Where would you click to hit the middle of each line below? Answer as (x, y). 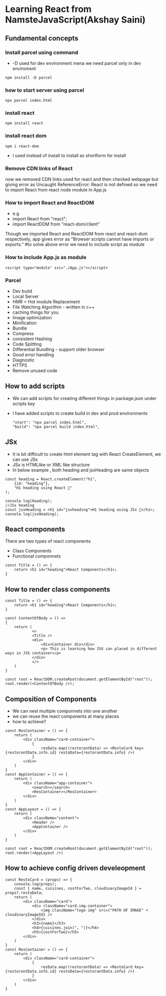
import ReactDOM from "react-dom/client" (56, 224)
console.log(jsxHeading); (32, 514)
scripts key (24, 403)
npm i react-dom (22, 146)
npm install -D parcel (29, 78)
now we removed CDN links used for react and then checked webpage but (82, 179)
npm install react (24, 123)
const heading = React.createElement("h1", (51, 479)
